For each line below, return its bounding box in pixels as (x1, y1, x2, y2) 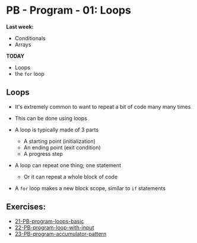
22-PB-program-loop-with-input (14, 223, 94, 231)
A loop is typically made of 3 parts (14, 126, 99, 133)
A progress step (23, 150, 63, 157)
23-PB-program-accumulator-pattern (14, 230, 107, 237)
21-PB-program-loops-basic (14, 218, 84, 225)
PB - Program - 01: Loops (6, 4, 132, 17)
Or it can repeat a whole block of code (23, 173, 118, 180)
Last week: (6, 23, 34, 30)
